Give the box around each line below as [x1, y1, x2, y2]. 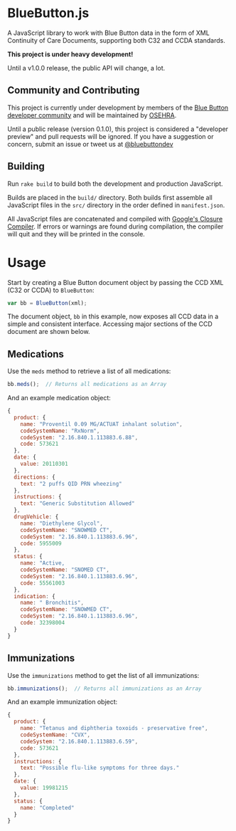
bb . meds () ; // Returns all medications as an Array [7, 381, 167, 388]
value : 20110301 [20, 461, 69, 468]
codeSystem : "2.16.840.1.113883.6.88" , [20, 434, 139, 441]
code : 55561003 [20, 579, 65, 587]
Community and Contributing [7, 84, 140, 97]
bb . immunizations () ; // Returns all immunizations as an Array [7, 685, 202, 692]
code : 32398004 [20, 620, 65, 627]
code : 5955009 [20, 540, 62, 547]
